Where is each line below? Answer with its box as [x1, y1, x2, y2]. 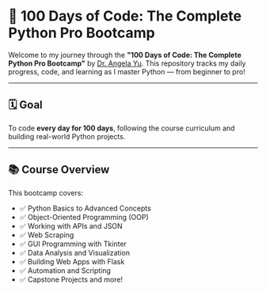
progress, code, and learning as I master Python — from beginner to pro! [8, 66, 245, 76]
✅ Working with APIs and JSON [19, 221, 123, 230]
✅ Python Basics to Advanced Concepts [19, 203, 152, 213]
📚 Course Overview [8, 163, 110, 176]
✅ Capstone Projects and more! [19, 275, 123, 284]
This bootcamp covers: [8, 188, 84, 197]
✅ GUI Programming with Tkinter [19, 239, 127, 248]
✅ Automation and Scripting [19, 265, 111, 275]
